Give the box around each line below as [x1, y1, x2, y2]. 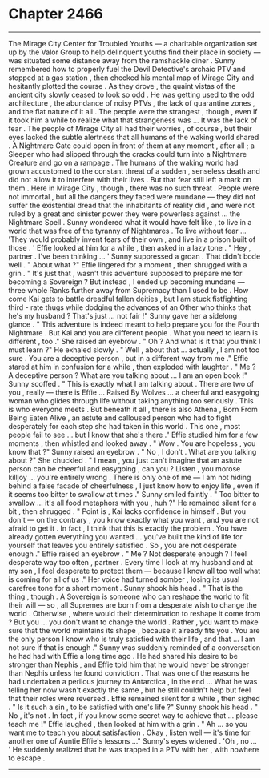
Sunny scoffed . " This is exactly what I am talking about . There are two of [8, 379, 255, 388]
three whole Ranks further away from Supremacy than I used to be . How [8, 285, 249, 295]
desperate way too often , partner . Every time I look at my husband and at [8, 557, 254, 567]
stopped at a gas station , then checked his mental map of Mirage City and [8, 73, 255, 82]
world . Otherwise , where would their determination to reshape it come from [8, 608, 261, 618]
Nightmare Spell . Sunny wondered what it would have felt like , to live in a [8, 217, 252, 227]
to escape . [8, 753, 46, 763]
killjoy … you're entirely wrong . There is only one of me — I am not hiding [8, 472, 251, 482]
